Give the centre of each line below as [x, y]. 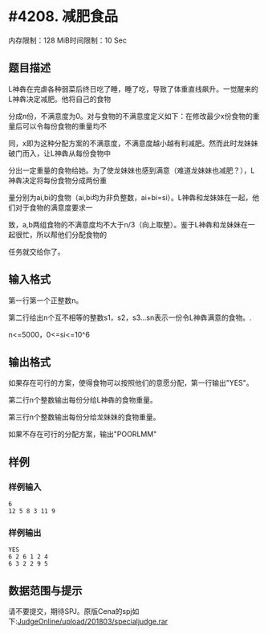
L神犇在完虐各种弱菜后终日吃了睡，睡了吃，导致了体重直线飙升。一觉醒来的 [133, 88]
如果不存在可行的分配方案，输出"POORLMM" [83, 434]
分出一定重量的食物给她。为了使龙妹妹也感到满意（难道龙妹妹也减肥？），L [132, 170]
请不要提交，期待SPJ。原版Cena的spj [70, 612]
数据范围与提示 [45, 590]
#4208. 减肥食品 [63, 16]
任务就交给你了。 [37, 252]
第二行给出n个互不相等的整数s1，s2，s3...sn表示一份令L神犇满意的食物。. [130, 317]
